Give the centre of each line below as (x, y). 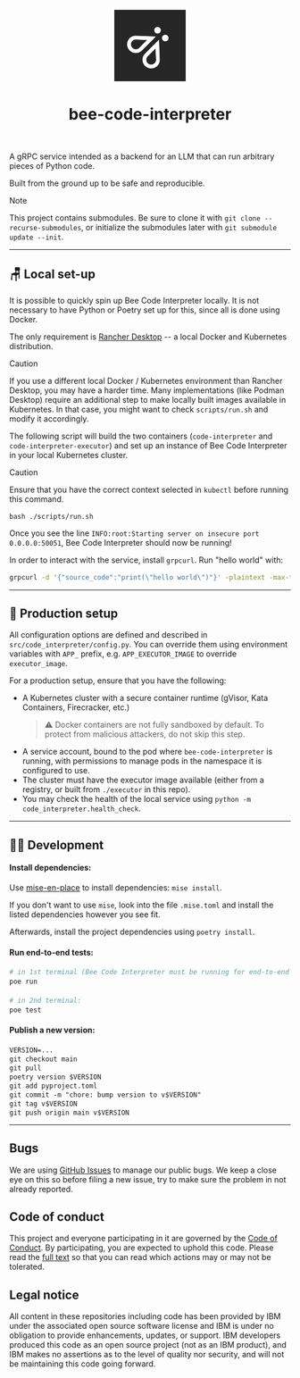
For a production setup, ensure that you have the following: (118, 681)
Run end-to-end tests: (51, 952)
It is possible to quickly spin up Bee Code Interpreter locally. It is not (134, 300)
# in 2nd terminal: (46, 1000)
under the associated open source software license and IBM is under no (142, 1326)
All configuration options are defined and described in (108, 635)
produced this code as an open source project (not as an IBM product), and (148, 1345)
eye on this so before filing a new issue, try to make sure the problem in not (148, 1179)
